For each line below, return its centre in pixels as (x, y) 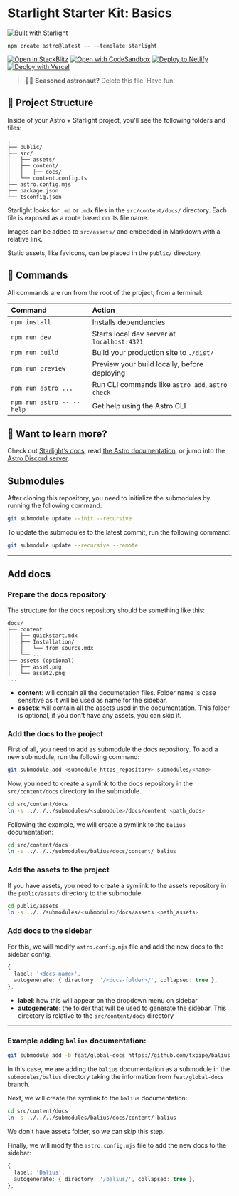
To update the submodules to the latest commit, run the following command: (119, 532)
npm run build (35, 352)
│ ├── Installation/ (41, 642)
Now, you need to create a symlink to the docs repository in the (100, 783)
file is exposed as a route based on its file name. (78, 217)
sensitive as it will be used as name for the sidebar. (92, 700)
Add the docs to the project (55, 733)
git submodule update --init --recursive (70, 519)
